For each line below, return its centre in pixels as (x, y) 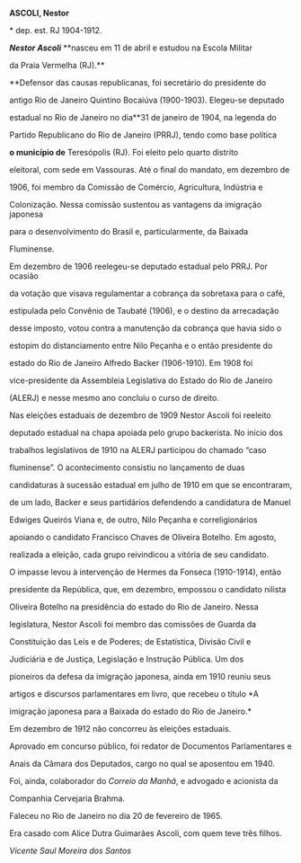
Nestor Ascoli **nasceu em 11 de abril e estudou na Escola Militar (131, 48)
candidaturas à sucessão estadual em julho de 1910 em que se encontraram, (151, 485)
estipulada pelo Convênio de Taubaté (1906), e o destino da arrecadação (144, 311)
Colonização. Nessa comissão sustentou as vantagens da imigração (136, 205)
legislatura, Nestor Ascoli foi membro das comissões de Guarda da (133, 624)
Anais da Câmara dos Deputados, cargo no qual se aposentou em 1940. (142, 764)
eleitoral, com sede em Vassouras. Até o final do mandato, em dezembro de (150, 169)
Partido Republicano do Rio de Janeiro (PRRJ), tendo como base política (143, 135)
